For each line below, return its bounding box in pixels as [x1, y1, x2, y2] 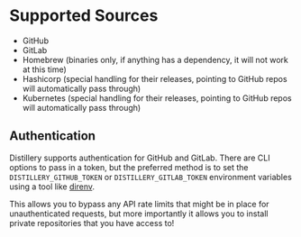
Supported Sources [9, 5, 159, 26]
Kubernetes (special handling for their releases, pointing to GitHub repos [22, 92, 292, 104]
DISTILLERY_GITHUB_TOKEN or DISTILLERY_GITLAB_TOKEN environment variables [9, 171, 293, 182]
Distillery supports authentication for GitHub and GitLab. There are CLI [9, 152, 270, 163]
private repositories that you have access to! [9, 217, 175, 228]
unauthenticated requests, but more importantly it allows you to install [9, 208, 269, 219]
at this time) [22, 64, 68, 75]
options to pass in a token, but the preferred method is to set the [9, 161, 250, 172]
